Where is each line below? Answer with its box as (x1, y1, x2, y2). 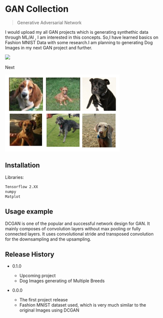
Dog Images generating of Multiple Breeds (19, 278, 105, 284)
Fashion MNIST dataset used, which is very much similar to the (19, 302, 146, 308)
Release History (5, 250, 55, 258)
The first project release (19, 297, 68, 303)
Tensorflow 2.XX (5, 184, 38, 189)
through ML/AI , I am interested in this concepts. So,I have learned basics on (5, 34, 159, 40)
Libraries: (5, 174, 24, 180)
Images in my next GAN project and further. (5, 45, 93, 50)
